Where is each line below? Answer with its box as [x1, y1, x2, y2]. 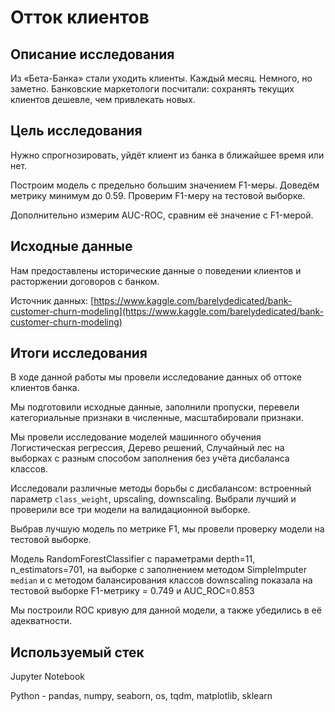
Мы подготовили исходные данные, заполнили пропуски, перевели [10, 401, 300, 413]
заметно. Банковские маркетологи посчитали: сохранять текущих [10, 83, 295, 95]
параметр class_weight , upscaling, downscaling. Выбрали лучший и [10, 493, 297, 505]
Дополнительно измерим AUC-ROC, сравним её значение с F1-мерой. [10, 209, 314, 221]
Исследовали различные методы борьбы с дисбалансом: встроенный [10, 482, 312, 495]
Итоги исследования [10, 345, 148, 362]
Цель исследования [10, 122, 143, 140]
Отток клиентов [10, 6, 150, 29]
